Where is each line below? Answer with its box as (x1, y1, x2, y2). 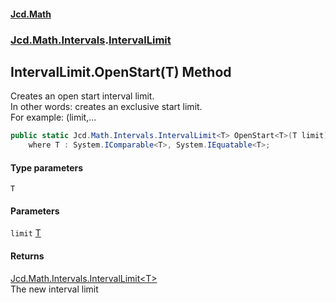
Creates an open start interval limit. (10, 90, 155, 102)
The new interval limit (10, 283, 99, 295)
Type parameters (10, 161, 84, 174)
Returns (10, 250, 45, 262)
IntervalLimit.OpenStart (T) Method (10, 63, 232, 80)
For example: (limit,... (10, 111, 97, 124)
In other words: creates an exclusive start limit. (10, 101, 203, 113)
